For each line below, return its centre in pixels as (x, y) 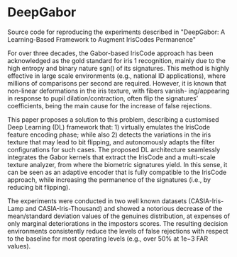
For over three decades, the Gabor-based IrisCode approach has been (110, 53)
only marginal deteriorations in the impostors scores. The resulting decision (118, 223)
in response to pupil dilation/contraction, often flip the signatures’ (103, 98)
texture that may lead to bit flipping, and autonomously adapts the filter (111, 142)
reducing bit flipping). (39, 187)
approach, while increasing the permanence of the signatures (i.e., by (109, 179)
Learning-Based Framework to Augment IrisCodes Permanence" (102, 39)
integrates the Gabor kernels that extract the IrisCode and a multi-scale (111, 157)
